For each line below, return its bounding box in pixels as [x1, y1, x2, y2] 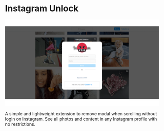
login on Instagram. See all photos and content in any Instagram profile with [5, 116, 157, 122]
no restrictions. [5, 121, 36, 127]
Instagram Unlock [5, 3, 79, 14]
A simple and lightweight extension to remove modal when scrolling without [5, 111, 157, 117]
